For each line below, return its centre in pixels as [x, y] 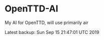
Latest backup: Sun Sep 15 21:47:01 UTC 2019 [52, 32]
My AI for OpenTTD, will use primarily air [46, 22]
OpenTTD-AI [31, 9]
